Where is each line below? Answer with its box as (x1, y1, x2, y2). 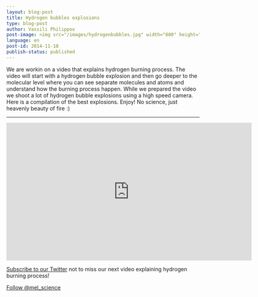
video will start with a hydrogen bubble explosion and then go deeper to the (6, 72, 198, 80)
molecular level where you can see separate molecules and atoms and (6, 78, 184, 86)
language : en (6, 37, 40, 43)
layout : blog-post (6, 9, 53, 15)
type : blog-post (6, 20, 48, 26)
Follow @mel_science (6, 284, 61, 291)
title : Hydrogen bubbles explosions (6, 15, 100, 21)
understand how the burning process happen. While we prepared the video (6, 85, 197, 92)
